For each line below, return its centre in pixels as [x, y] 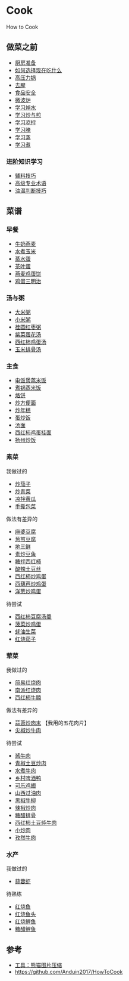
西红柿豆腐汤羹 [33, 616]
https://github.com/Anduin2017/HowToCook [69, 972]
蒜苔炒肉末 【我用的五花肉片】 [52, 723]
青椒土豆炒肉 [30, 763]
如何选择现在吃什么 [38, 70]
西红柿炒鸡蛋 [30, 576]
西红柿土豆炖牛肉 [36, 822]
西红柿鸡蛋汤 [30, 342]
